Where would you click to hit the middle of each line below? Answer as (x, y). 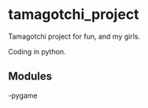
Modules (30, 76)
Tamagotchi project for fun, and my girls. (74, 36)
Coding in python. (37, 51)
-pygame (23, 95)
